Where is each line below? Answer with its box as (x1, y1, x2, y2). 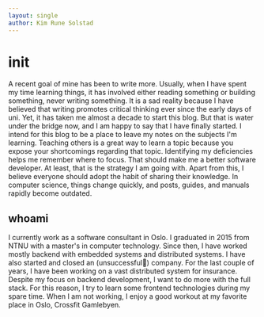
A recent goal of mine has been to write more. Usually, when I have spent (8, 79, 247, 89)
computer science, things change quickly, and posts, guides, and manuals (8, 180, 250, 190)
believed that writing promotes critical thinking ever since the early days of (8, 105, 251, 114)
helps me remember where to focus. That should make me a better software (8, 155, 257, 165)
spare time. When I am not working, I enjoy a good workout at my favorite (8, 292, 247, 301)
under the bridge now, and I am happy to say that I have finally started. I (8, 121, 242, 131)
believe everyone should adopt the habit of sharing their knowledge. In (8, 172, 239, 181)
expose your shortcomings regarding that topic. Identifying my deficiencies (8, 147, 254, 156)
